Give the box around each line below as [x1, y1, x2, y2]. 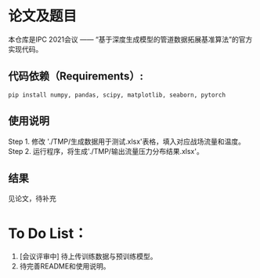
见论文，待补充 [8, 194, 56, 203]
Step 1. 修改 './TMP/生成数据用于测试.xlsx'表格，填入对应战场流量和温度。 [8, 137, 245, 146]
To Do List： [8, 225, 88, 242]
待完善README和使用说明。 [19, 262, 111, 271]
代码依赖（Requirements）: [8, 70, 143, 83]
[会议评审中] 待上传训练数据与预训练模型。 [19, 252, 157, 262]
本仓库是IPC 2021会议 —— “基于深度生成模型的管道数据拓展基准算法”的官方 [8, 35, 253, 44]
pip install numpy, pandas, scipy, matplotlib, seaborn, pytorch [8, 91, 226, 99]
